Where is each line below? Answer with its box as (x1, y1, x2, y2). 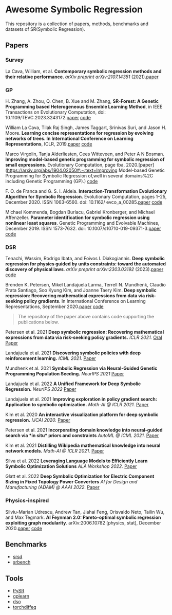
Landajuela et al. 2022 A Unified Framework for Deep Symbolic (5, 381, 141, 387)
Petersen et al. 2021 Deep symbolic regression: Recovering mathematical (5, 329, 164, 335)
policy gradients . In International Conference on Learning (24, 298, 146, 304)
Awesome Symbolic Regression (5, 4, 143, 15)
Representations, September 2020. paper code (5, 303, 104, 310)
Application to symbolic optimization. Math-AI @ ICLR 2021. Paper (5, 402, 149, 408)
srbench (12, 559, 31, 565)
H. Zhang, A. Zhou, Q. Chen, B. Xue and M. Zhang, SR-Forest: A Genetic (5, 98, 159, 104)
